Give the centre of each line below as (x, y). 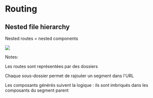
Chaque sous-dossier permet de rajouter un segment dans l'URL (69, 76)
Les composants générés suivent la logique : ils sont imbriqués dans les (77, 85)
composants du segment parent (37, 90)
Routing (21, 9)
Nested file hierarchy (38, 27)
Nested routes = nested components (42, 38)
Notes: (12, 57)
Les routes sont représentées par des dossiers (52, 66)
